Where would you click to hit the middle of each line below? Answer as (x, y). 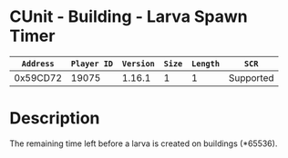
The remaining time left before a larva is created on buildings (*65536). (144, 143)
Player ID (92, 64)
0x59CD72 (38, 77)
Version (138, 64)
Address (38, 64)
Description (55, 118)
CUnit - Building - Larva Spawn (129, 17)
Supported (252, 77)
